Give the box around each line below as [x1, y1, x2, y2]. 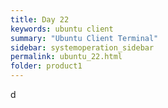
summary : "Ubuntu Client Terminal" [10, 33, 159, 43]
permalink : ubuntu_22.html [10, 52, 123, 62]
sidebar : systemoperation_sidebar [10, 42, 155, 53]
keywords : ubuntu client [10, 24, 114, 34]
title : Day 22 [10, 14, 70, 25]
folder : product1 [10, 61, 83, 71]
